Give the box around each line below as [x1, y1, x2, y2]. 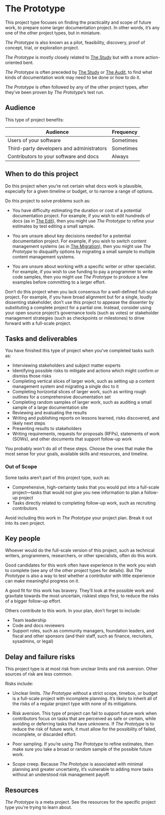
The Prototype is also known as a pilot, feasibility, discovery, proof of [5, 39, 145, 45]
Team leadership [12, 617, 47, 623]
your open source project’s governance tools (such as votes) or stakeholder [5, 310, 159, 316]
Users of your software [7, 137, 61, 144]
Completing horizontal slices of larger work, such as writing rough [12, 389, 146, 395]
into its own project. [5, 520, 45, 526]
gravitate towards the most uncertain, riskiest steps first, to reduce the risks [5, 593, 159, 599]
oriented [5, 59, 22, 65]
